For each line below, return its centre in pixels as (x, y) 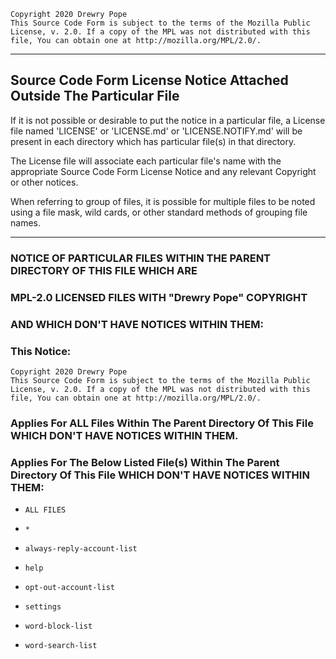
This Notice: (41, 351)
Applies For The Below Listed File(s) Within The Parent (145, 462)
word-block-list (58, 626)
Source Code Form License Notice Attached (149, 80)
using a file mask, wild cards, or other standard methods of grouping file (159, 212)
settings (43, 607)
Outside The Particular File (95, 96)
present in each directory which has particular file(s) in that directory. (153, 141)
